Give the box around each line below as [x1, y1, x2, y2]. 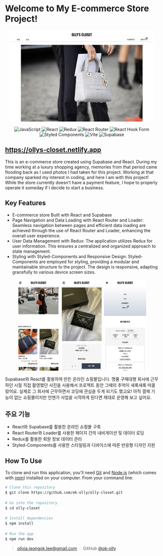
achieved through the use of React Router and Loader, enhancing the [12, 227, 151, 233]
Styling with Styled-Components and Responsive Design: [12, 253, 127, 259]
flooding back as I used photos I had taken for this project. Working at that [5, 169, 154, 175]
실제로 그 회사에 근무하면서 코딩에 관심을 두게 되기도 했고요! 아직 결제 [19, 388, 150, 394]
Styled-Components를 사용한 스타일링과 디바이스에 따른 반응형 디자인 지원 [12, 442, 156, 448]
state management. [12, 248, 51, 254]
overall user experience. [12, 233, 61, 239]
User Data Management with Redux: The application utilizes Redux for [12, 238, 153, 244]
